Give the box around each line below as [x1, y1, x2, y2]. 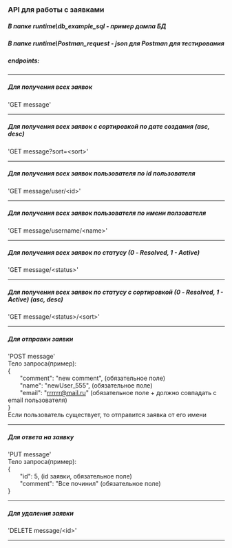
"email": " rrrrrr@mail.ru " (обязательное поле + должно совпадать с [20, 389, 218, 397]
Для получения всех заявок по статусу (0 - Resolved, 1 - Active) [8, 249, 200, 257]
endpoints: [8, 56, 40, 65]
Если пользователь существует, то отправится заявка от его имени [8, 411, 207, 419]
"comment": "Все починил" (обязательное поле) [20, 480, 161, 488]
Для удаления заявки [8, 509, 74, 517]
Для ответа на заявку [8, 433, 74, 441]
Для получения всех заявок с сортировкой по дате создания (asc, [8, 123, 210, 131]
